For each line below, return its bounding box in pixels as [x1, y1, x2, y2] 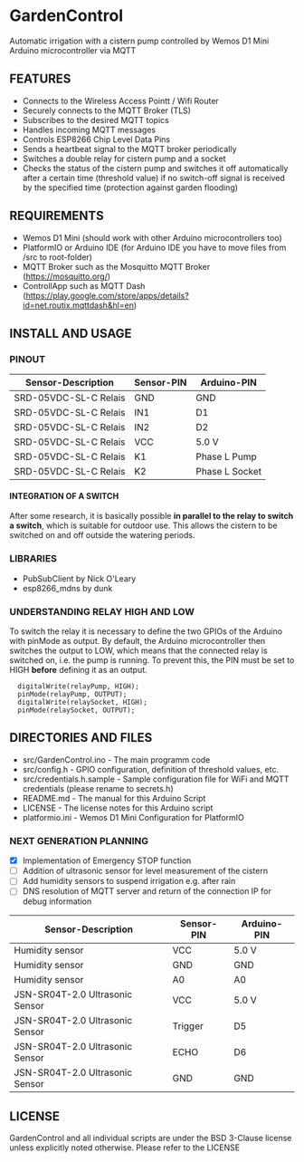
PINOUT [9, 352, 46, 365]
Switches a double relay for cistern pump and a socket [22, 153, 226, 164]
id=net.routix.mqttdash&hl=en [22, 300, 134, 311]
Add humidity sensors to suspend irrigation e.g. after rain [22, 876, 236, 887]
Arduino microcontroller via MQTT [9, 44, 137, 55]
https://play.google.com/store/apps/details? [25, 290, 190, 301]
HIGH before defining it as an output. [9, 665, 147, 676]
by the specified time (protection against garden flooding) [22, 182, 238, 193]
